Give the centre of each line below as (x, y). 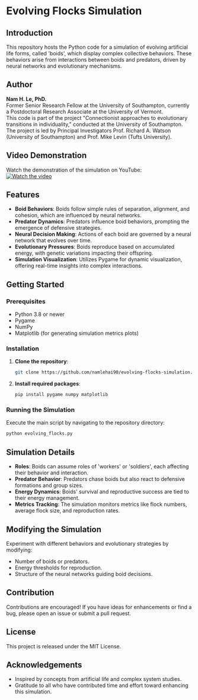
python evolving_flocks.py (39, 434)
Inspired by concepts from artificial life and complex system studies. (98, 679)
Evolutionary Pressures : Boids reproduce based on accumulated (95, 247)
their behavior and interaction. (52, 473)
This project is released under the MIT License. (64, 646)
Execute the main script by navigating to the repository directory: (85, 423)
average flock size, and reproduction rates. (67, 511)
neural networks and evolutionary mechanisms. (64, 66)
